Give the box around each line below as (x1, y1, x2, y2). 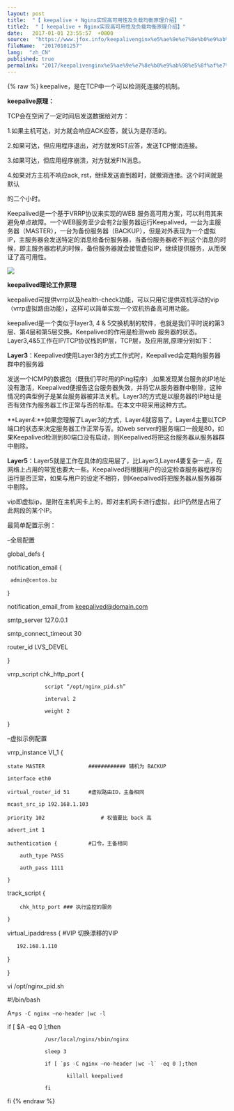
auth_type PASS (19, 852, 64, 859)
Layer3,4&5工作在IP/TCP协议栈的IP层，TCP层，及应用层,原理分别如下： (7, 336, 214, 345)
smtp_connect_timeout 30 (7, 629, 82, 637)
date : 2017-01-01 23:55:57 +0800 (7, 29, 114, 37)
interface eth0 (7, 775, 52, 782)
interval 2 (44, 695, 77, 702)
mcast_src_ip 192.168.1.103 (7, 800, 89, 808)
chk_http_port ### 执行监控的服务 (19, 903, 113, 910)
